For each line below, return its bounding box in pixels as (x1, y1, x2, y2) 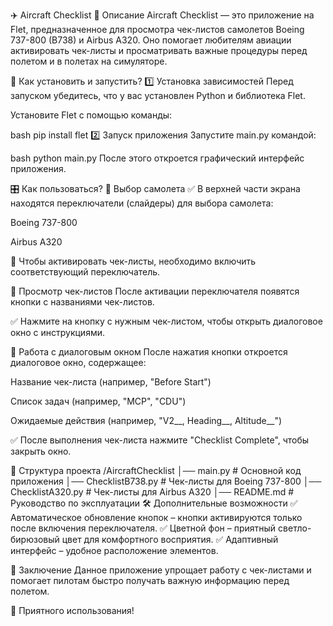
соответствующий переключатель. (10, 266, 161, 278)
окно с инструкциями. (10, 327, 105, 338)
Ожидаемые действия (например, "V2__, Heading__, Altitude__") (10, 415, 283, 426)
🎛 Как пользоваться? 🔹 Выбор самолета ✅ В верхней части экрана (10, 183, 301, 194)
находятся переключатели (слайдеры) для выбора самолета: (10, 197, 274, 209)
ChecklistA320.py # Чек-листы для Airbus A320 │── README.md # (10, 486, 295, 498)
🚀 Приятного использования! (10, 605, 135, 616)
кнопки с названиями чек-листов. (10, 296, 155, 308)
